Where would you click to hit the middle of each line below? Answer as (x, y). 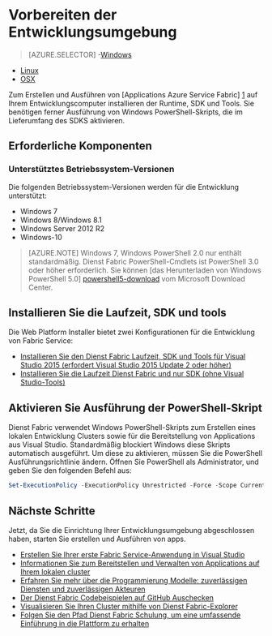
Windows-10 (41, 237)
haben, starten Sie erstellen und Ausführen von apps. (97, 539)
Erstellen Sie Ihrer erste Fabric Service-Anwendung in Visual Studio (132, 554)
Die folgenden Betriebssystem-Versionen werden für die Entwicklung (123, 187)
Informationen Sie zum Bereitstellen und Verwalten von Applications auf (140, 563)
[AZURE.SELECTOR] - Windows (80, 54)
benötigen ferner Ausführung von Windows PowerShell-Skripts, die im (125, 112)
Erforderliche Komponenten (80, 146)
